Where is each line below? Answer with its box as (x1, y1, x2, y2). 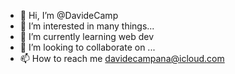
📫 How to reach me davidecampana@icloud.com (19, 53, 225, 64)
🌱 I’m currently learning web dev (19, 31, 155, 42)
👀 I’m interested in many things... (19, 20, 155, 32)
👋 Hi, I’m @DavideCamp (19, 10, 119, 21)
